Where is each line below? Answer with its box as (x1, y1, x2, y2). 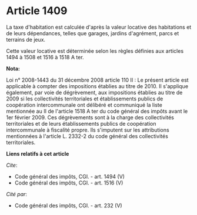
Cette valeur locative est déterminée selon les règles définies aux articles (6, 47, 184, 54)
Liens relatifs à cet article (6, 150, 69, 157)
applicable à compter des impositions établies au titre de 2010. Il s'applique (6, 82, 189, 89)
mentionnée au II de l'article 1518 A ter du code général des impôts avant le (6, 107, 188, 115)
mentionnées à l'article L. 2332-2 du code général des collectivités (6, 132, 169, 139)
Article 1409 (6, 4, 68, 18)
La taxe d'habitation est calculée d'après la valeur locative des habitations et (6, 23, 192, 31)
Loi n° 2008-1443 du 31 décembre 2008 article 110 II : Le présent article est (6, 76, 189, 83)
